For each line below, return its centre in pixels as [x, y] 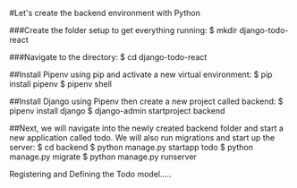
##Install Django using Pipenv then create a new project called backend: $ [146, 101]
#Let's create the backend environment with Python [105, 13]
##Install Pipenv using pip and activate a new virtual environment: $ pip [141, 74]
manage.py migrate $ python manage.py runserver [103, 157]
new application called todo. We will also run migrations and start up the [142, 137]
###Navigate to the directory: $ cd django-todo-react [108, 57]
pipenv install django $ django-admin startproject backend [117, 111]
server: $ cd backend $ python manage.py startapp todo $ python [131, 147]
